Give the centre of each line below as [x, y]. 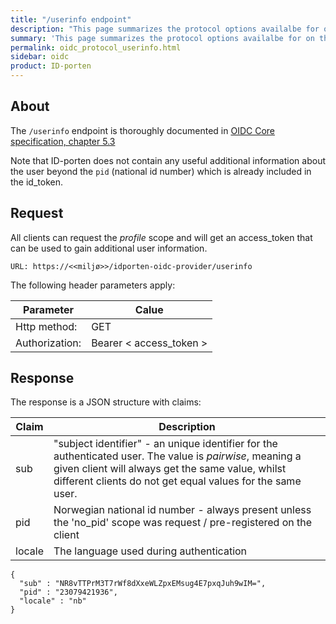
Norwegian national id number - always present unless [182, 510]
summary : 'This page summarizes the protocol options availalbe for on [162, 38]
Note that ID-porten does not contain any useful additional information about [168, 160]
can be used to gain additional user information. [109, 248]
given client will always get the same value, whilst [170, 469]
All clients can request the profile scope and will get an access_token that [161, 237]
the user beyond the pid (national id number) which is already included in [161, 171]
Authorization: [48, 343]
